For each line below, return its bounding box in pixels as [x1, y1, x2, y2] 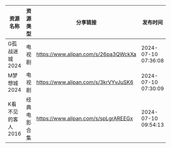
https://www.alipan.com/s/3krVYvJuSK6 [36, 79, 134, 85]
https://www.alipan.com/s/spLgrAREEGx [36, 115, 133, 122]
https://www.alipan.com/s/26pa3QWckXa [36, 51, 136, 57]
